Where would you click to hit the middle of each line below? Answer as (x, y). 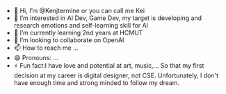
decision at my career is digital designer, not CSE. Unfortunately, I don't (116, 75)
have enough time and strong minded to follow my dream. (96, 83)
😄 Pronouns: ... (36, 58)
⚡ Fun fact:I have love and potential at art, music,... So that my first (109, 65)
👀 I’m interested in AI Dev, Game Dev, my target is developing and (108, 18)
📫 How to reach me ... (46, 48)
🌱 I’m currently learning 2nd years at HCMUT (78, 32)
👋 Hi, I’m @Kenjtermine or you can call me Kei (79, 11)
